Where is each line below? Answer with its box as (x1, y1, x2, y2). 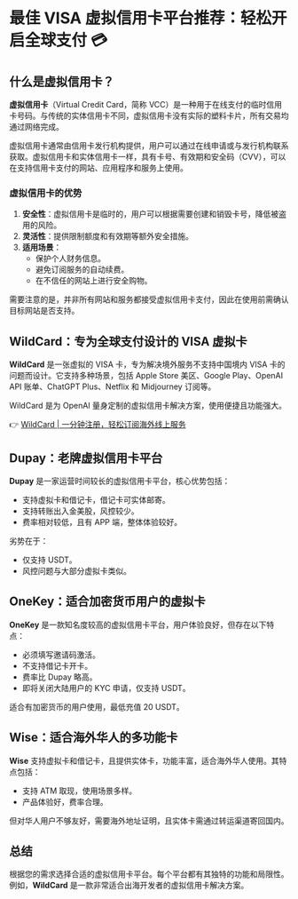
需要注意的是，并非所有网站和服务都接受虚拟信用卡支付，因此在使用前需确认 (9, 294, 289, 305)
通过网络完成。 (9, 122, 64, 131)
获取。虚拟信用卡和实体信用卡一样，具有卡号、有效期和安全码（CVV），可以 (9, 152, 286, 162)
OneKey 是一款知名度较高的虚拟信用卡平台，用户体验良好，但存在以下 (9, 619, 267, 630)
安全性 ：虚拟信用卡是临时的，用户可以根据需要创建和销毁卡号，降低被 (21, 209, 279, 219)
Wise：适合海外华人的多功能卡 (9, 730, 178, 745)
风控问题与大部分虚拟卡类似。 (21, 565, 131, 576)
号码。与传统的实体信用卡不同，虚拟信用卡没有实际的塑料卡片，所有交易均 (16, 110, 289, 121)
